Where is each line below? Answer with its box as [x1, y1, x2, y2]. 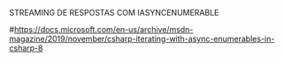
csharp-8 [9, 43, 43, 53]
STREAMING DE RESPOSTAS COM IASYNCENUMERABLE [9, 8, 219, 17]
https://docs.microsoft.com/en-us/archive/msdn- [13, 24, 194, 34]
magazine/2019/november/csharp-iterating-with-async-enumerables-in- [9, 34, 275, 44]
